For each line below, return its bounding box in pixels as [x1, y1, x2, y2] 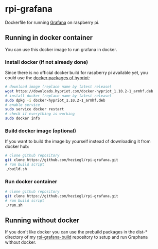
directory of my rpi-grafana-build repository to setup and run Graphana [5, 234, 148, 240]
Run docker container [5, 178, 57, 185]
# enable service [5, 102, 40, 107]
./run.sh [5, 203, 23, 208]
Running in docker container [5, 34, 93, 42]
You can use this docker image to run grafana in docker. [5, 46, 118, 52]
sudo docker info [5, 116, 40, 121]
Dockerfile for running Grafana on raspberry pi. [5, 19, 100, 25]
